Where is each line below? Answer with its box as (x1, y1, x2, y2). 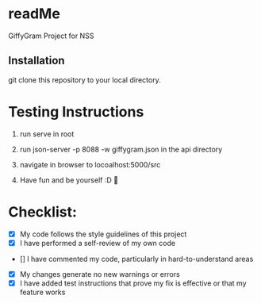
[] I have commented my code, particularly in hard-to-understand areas (19, 254, 254, 263)
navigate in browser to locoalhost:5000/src (19, 159, 161, 169)
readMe (8, 5, 61, 23)
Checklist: (8, 203, 78, 221)
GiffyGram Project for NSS (8, 31, 94, 40)
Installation (8, 54, 65, 67)
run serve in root (19, 128, 75, 139)
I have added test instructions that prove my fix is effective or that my (19, 278, 247, 288)
